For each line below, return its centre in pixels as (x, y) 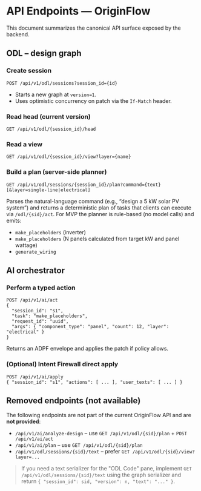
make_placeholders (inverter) (51, 232)
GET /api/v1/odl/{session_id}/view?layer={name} (69, 157)
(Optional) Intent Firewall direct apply (62, 364)
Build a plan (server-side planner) (57, 172)
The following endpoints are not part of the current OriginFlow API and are (99, 415)
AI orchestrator (36, 270)
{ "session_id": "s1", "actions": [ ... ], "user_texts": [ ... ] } (94, 382)
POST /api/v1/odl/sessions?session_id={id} (62, 83)
